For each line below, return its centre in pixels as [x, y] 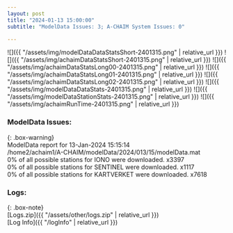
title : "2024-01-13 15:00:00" [51, 20]
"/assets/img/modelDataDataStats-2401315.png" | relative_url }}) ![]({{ [107, 89]
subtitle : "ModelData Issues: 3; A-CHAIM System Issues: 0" [96, 26]
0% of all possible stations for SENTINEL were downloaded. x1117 [101, 167]
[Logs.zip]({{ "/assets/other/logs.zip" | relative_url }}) [83, 215]
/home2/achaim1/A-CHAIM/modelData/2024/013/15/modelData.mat [104, 152]
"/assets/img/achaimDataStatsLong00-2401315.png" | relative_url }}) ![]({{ [113, 67]
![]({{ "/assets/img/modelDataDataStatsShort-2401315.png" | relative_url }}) [115, 52]
